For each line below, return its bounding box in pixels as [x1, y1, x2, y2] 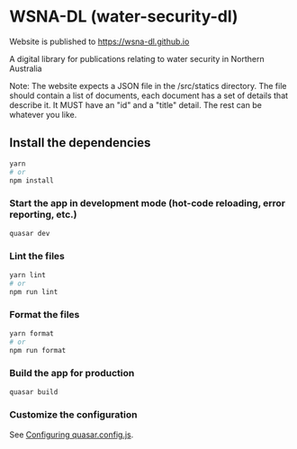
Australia [9, 63, 42, 74]
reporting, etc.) [9, 209, 77, 221]
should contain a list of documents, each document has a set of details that [9, 90, 289, 101]
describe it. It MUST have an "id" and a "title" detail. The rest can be [9, 99, 263, 110]
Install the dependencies [9, 135, 151, 150]
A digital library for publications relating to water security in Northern [9, 53, 265, 64]
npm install [9, 175, 54, 185]
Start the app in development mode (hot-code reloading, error [9, 197, 286, 210]
